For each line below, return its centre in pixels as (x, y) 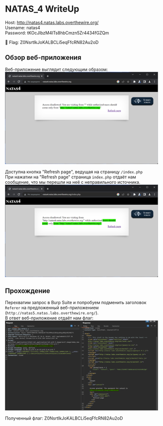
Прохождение (28, 291)
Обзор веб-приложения (43, 58)
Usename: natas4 (23, 27)
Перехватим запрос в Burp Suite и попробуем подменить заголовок (76, 302)
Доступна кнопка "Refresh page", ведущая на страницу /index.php (74, 172)
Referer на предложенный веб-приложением (52, 308)
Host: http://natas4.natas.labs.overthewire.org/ (52, 22)
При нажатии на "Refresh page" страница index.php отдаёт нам (71, 177)
